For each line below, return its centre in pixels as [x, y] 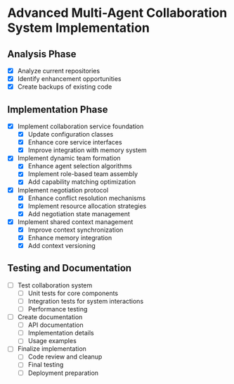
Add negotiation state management [79, 213]
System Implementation [78, 28]
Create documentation [50, 317]
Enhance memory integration [70, 237]
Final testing [46, 365]
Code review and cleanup [65, 357]
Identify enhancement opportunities [69, 79]
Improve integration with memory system [87, 150]
